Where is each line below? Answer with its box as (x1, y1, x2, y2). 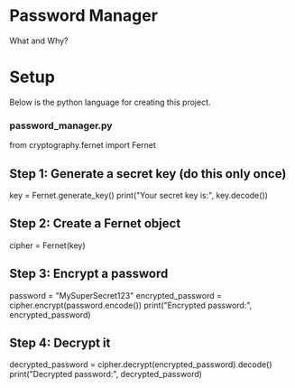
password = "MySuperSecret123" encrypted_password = (9, 290, 223, 300)
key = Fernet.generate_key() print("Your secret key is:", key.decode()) (9, 189, 269, 200)
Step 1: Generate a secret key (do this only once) (9, 166, 287, 181)
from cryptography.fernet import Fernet (9, 140, 156, 151)
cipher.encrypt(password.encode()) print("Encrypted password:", (9, 300, 253, 310)
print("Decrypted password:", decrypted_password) (9, 369, 203, 380)
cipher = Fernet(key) (9, 240, 86, 251)
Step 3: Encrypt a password (9, 266, 169, 282)
